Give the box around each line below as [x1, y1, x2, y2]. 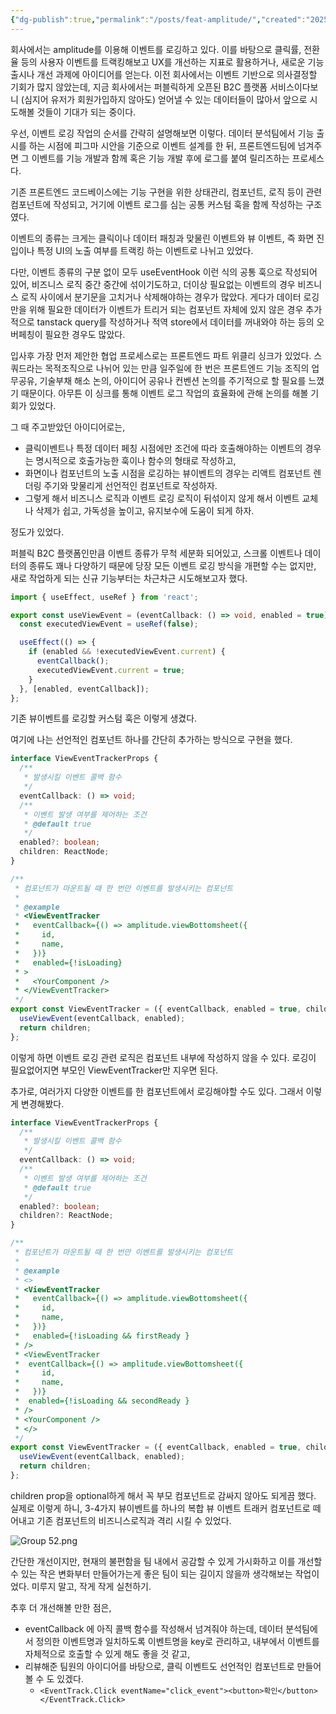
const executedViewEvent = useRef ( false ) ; [19, 619, 199, 630]
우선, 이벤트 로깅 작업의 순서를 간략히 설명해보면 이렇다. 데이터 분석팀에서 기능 [10, 127, 315, 139]
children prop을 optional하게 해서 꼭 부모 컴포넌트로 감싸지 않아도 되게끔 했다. [10, 1489, 317, 1501]
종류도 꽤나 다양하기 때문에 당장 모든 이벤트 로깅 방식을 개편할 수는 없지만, [28, 559, 317, 571]
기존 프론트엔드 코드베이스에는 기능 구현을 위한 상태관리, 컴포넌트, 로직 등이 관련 [10, 186, 323, 198]
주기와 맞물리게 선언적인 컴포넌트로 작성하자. [43, 479, 218, 491]
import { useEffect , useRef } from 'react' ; [10, 592, 199, 602]
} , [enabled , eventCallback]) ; [19, 684, 150, 694]
